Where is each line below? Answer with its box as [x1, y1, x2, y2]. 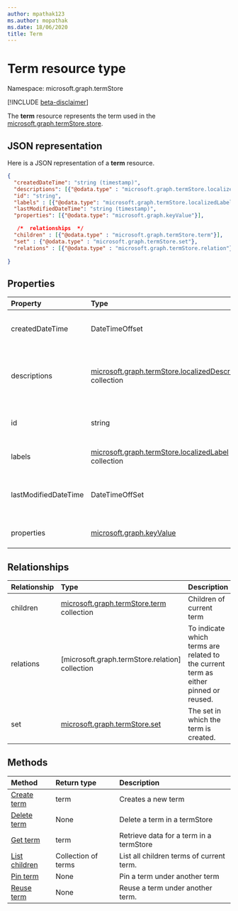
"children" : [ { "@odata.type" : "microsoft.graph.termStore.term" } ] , [13, 231, 223, 239]
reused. [188, 694, 214, 704]
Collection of [55, 851, 98, 861]
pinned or [188, 686, 220, 695]
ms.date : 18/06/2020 [7, 23, 69, 31]
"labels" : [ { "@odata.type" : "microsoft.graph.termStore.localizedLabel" [13, 199, 236, 206]
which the [188, 715, 221, 724]
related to [188, 650, 220, 660]
